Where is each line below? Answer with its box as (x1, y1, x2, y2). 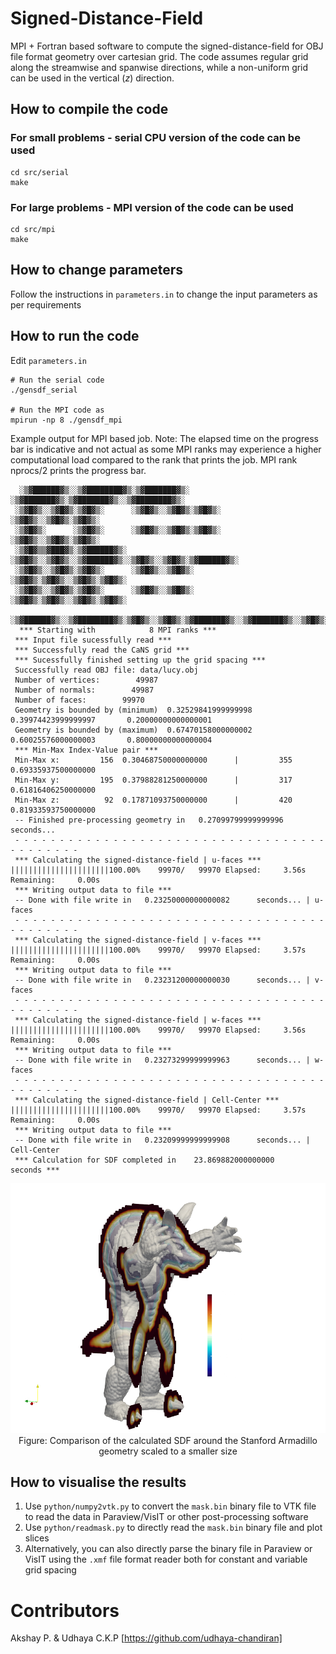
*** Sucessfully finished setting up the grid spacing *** (14, 655, 267, 665)
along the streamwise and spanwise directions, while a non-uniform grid (10, 61, 309, 73)
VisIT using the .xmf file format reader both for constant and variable (24, 1553, 308, 1566)
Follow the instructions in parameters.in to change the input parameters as (10, 288, 318, 300)
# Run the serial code (10, 375, 105, 385)
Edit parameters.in (10, 354, 87, 366)
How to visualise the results (10, 1473, 187, 1491)
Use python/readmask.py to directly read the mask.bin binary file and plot (24, 1522, 323, 1534)
